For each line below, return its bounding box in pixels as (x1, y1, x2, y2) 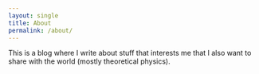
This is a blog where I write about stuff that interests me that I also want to (8, 49, 252, 58)
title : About (8, 19, 52, 27)
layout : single (8, 11, 59, 20)
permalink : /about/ (8, 26, 73, 34)
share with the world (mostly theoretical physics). (8, 56, 171, 66)
